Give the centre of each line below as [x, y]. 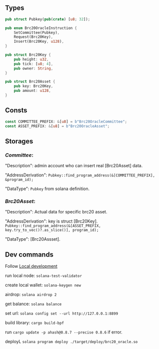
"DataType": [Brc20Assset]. [33, 239]
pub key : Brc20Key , [34, 86]
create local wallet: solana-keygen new [43, 285]
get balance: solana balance [33, 304]
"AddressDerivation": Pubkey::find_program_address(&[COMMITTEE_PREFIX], [80, 175]
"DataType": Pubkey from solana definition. [47, 189]
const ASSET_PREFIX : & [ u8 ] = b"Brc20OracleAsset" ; [57, 126]
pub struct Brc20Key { [28, 55]
